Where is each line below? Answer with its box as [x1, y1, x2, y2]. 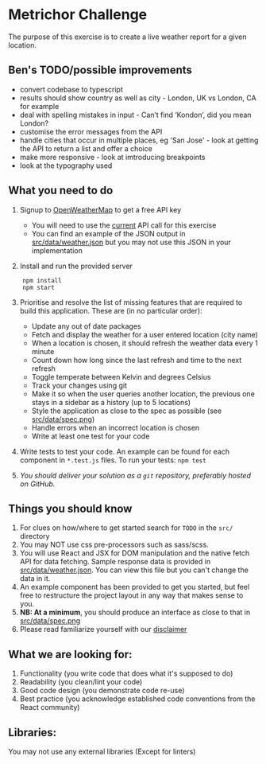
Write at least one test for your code [31, 431, 150, 441]
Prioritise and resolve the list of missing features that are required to [19, 297, 243, 307]
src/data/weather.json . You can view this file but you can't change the [19, 565, 249, 575]
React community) [19, 703, 80, 712]
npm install [22, 276, 62, 284]
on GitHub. [19, 479, 56, 489]
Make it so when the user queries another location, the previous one [31, 388, 256, 399]
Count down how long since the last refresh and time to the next [31, 355, 242, 364]
